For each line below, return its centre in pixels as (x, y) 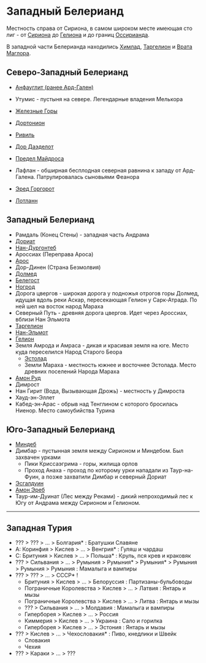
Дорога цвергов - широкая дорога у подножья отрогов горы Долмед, (107, 293)
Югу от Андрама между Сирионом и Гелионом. (78, 503)
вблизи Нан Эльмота (43, 319)
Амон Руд (28, 377)
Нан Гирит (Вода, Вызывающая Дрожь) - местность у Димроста (100, 391)
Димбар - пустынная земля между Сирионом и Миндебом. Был (99, 451)
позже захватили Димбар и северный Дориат (106, 477)
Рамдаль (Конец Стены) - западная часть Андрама (82, 235)
